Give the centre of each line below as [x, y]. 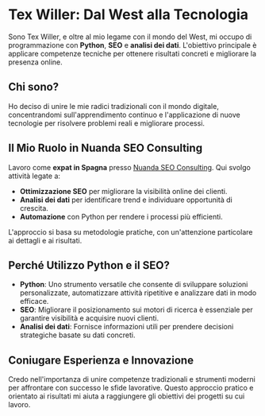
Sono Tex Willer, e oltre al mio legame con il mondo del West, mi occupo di [130, 37]
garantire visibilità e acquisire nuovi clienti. [89, 318]
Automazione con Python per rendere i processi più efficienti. [121, 216]
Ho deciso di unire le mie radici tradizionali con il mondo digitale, [114, 106]
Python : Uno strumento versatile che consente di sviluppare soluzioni [134, 285]
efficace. [34, 301]
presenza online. [36, 62]
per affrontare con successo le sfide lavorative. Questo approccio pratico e [131, 388]
